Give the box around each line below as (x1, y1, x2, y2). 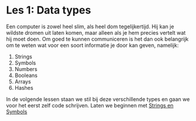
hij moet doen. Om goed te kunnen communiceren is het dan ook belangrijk (6, 35, 189, 42)
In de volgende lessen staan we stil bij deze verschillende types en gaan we (6, 95, 190, 103)
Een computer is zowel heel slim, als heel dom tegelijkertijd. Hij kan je (6, 23, 175, 30)
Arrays (14, 78, 31, 85)
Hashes (14, 84, 34, 91)
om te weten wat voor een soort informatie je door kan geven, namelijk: (6, 42, 179, 49)
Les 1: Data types (6, 4, 91, 17)
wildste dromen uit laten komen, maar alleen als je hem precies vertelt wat (6, 29, 186, 36)
